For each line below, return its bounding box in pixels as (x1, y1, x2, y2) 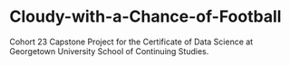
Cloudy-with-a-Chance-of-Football (9, 6, 282, 27)
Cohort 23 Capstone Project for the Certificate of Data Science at (9, 36, 254, 47)
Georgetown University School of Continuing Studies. (9, 45, 209, 56)
